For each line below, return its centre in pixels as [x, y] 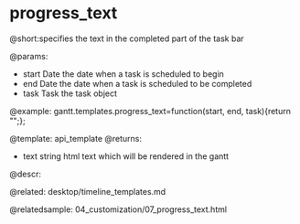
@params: [29, 56]
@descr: [25, 174]
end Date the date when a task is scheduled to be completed [137, 83]
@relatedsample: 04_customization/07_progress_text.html [118, 209]
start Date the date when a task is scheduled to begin [123, 74]
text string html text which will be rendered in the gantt [126, 156]
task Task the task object [70, 93]
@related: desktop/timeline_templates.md [88, 191]
